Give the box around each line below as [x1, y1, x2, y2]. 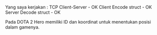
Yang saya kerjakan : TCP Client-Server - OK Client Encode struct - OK [5, 4, 152, 10]
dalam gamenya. [5, 24, 40, 30]
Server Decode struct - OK [5, 9, 61, 15]
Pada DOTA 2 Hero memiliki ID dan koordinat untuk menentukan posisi [5, 19, 151, 25]
